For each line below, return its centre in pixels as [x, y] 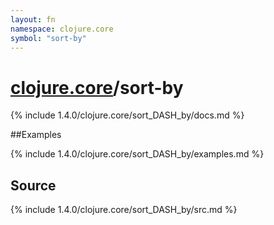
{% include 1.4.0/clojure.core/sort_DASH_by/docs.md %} [127, 115]
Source [33, 185]
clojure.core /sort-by [97, 87]
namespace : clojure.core [62, 29]
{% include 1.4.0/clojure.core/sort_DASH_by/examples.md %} [137, 154]
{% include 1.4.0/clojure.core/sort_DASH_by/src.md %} [124, 210]
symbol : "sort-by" [48, 38]
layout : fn [33, 19]
